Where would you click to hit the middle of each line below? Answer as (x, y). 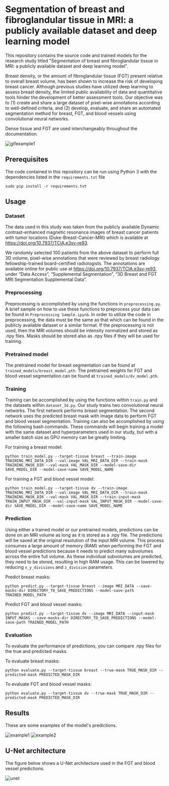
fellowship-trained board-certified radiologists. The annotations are (75, 264)
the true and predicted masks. (37, 651)
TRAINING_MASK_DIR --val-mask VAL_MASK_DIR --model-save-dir (71, 465)
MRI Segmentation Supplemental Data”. (46, 280)
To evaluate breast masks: (33, 661)
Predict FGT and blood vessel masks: (44, 604)
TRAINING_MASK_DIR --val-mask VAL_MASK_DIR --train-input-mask (73, 497)
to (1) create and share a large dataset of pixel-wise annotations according (82, 102)
